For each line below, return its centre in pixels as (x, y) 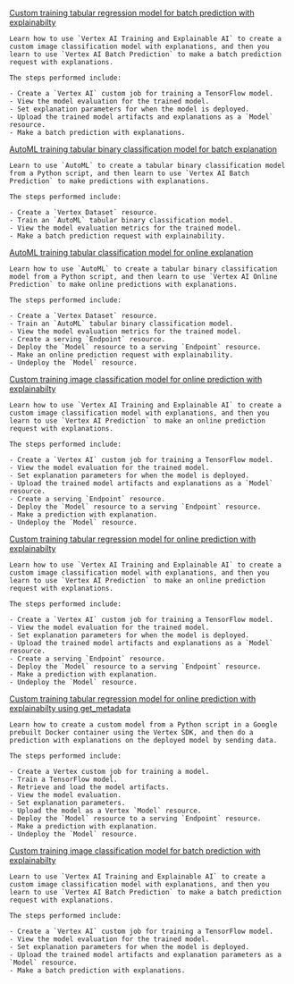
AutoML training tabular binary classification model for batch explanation (143, 149)
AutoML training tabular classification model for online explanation (131, 252)
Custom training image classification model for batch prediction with (135, 851)
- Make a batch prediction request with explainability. (118, 236)
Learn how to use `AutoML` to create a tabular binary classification (143, 269)
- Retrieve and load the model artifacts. (89, 787)
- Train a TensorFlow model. (63, 779)
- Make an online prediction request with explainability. (122, 355)
